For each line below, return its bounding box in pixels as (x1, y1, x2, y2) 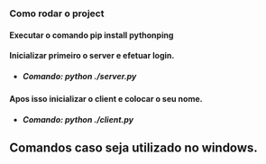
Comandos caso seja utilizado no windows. (9, 141, 259, 156)
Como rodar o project (9, 7, 105, 20)
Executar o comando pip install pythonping (9, 30, 174, 41)
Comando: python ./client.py (22, 114, 133, 124)
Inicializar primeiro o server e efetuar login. (9, 50, 175, 61)
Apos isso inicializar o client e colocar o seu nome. (9, 94, 203, 105)
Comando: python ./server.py (22, 70, 137, 81)
